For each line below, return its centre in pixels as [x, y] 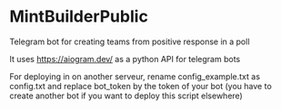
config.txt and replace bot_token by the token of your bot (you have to [141, 86]
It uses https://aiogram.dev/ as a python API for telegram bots [125, 59]
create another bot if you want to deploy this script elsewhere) [126, 96]
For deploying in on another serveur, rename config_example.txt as [135, 76]
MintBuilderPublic [79, 17]
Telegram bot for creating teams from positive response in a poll [130, 41]
